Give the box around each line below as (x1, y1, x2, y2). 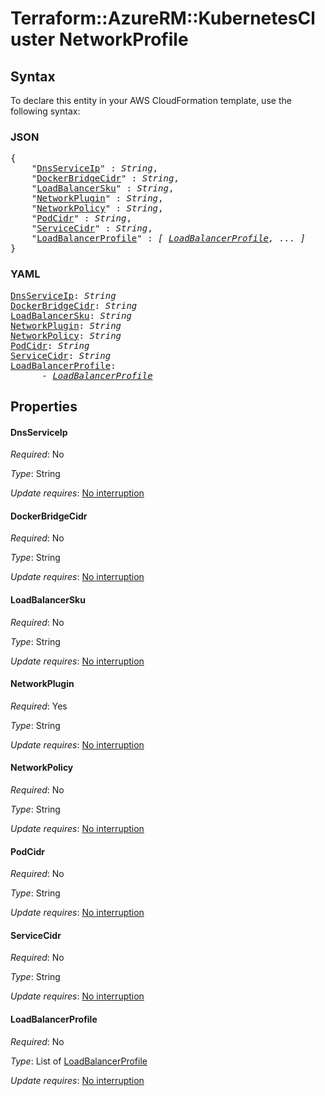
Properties (10, 398, 78, 415)
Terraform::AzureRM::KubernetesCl (10, 7, 316, 30)
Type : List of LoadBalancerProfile (10, 1055, 148, 1067)
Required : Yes (10, 700, 68, 712)
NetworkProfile (58, 28, 189, 51)
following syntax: (10, 105, 81, 117)
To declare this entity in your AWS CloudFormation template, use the (10, 95, 292, 106)
